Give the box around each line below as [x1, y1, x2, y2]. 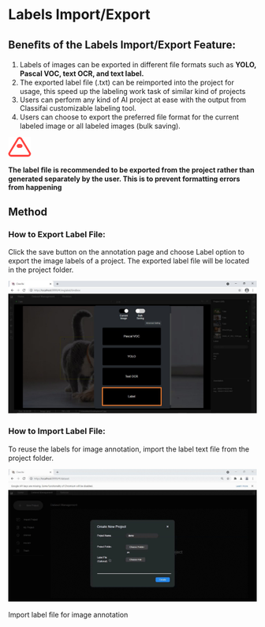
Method [8, 206, 48, 219]
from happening [8, 183, 62, 191]
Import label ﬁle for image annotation [8, 610, 129, 619]
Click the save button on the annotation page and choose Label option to [8, 247, 244, 256]
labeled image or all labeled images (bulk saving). [19, 121, 181, 130]
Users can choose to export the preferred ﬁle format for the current [19, 112, 239, 122]
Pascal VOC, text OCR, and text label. [19, 69, 144, 78]
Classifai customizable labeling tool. [19, 104, 136, 112]
